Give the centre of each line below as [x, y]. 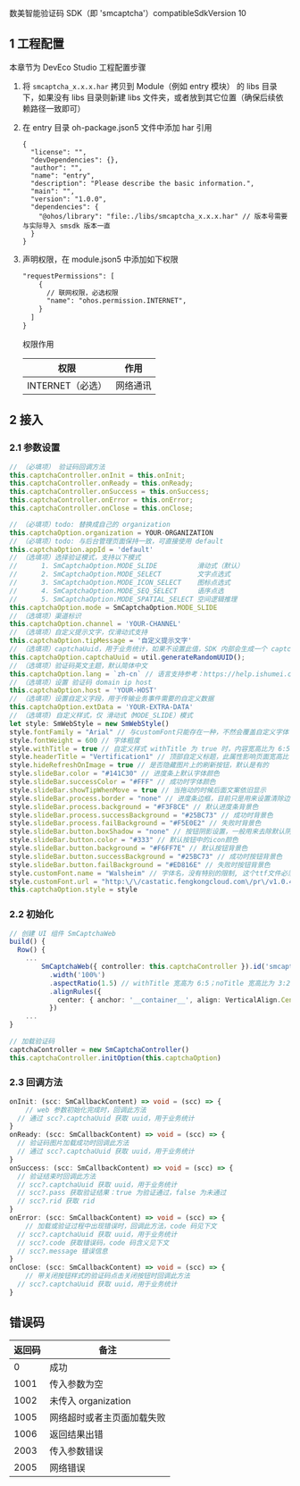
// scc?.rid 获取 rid [56, 1201]
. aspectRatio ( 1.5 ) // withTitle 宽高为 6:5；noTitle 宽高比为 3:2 [170, 983]
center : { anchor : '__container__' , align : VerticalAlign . [169, 1000]
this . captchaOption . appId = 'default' [81, 549]
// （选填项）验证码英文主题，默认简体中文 [79, 665]
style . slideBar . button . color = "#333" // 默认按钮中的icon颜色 [124, 840]
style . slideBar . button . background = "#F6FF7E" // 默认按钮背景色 [129, 848]
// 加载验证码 [32, 1041]
